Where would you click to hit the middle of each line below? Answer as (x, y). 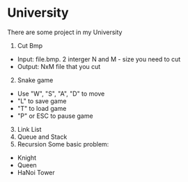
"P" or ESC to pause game (55, 116)
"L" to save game (42, 101)
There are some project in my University (65, 32)
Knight (27, 158)
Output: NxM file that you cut (59, 66)
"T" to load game (42, 108)
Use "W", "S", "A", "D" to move (61, 93)
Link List (29, 129)
